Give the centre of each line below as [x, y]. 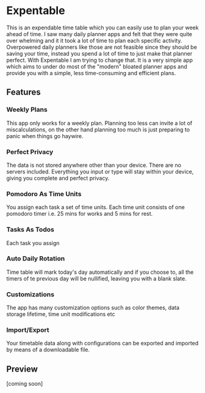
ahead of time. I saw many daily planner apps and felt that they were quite [99, 34]
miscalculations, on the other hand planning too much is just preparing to [98, 130]
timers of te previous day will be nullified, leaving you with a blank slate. [97, 278]
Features [23, 92]
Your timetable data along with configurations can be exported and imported [103, 343]
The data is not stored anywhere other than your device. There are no [94, 165]
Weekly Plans [27, 109]
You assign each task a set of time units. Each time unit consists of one [95, 207]
